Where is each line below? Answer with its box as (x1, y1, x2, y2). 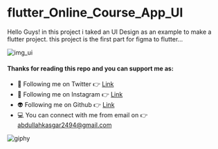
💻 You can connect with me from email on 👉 (17, 111, 148, 119)
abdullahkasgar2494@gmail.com (17, 121, 112, 129)
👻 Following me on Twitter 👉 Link (17, 80, 114, 88)
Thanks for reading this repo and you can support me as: (7, 64, 174, 72)
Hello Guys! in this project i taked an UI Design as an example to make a (7, 28, 212, 36)
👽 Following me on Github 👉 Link (17, 101, 115, 109)
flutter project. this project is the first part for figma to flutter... (7, 34, 183, 43)
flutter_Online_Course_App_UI (7, 5, 183, 21)
